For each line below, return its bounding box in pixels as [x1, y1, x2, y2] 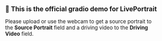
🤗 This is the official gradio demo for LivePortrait [5, 5, 157, 13]
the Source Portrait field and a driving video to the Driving [5, 24, 148, 31]
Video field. [5, 30, 34, 37]
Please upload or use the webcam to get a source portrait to [5, 18, 152, 25]
